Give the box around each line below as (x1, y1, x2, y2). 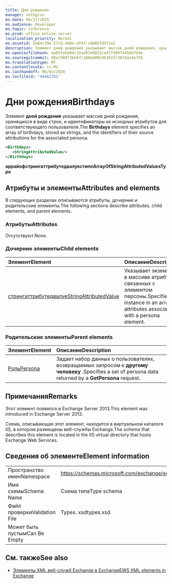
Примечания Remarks (5, 392, 78, 400)
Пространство (8, 466, 44, 474)
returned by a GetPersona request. (56, 374, 141, 381)
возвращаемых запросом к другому (56, 362, 148, 369)
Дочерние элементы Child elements (5, 245, 99, 252)
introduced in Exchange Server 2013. (5, 411, 83, 417)
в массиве (124, 273, 150, 280)
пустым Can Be (8, 530, 45, 537)
